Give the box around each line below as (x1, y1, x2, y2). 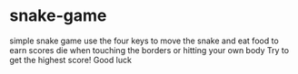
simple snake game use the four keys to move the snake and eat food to (9, 35, 279, 46)
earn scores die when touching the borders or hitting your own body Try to (9, 44, 289, 55)
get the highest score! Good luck (9, 54, 132, 65)
